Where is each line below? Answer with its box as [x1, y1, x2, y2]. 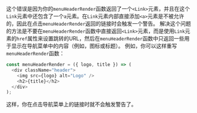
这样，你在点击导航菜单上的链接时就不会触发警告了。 [6, 101, 137, 108]
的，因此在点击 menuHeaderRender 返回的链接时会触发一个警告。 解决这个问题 [6, 20, 192, 27]
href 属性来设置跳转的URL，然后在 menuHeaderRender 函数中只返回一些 [17, 35, 185, 42]
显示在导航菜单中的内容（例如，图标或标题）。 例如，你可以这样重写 [11, 42, 177, 49]
